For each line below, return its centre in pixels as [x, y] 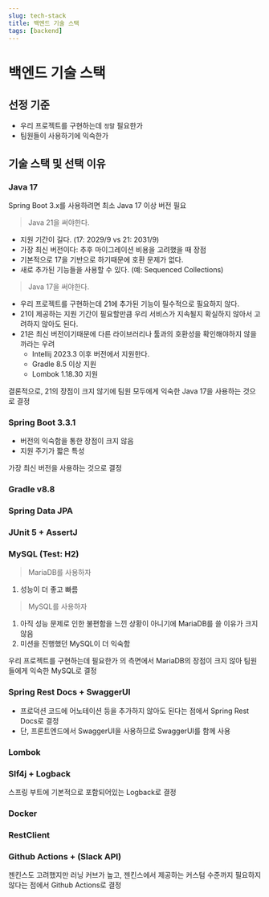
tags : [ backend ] [35, 31]
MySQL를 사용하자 [57, 606]
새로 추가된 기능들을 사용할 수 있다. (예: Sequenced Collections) [122, 270]
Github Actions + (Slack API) [65, 856]
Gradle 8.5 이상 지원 [64, 364]
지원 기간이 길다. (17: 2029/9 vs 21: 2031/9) [90, 240]
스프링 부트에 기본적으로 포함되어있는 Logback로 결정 [92, 792]
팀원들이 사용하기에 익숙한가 [64, 136]
